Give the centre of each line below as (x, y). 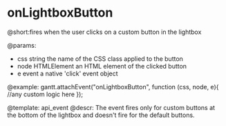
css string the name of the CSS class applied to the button (100, 58)
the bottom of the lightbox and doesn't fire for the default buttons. (101, 115)
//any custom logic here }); (45, 94)
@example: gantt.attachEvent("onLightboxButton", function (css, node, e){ (113, 87)
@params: (22, 45)
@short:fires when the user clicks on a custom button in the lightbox (104, 32)
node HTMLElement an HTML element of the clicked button (102, 66)
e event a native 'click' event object (68, 73)
